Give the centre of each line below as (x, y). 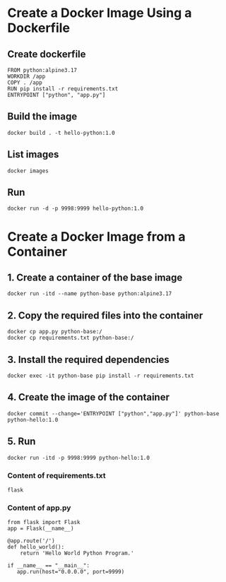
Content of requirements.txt (56, 475)
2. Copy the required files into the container (105, 315)
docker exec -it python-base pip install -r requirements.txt (101, 376)
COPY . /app (25, 83)
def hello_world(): (36, 547)
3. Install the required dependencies (88, 359)
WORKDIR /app (26, 76)
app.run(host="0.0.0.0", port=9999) (71, 572)
